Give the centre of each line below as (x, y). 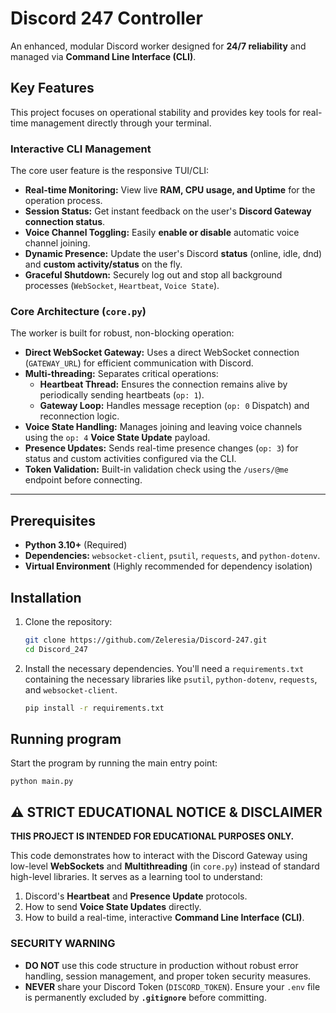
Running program (66, 738)
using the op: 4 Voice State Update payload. (117, 438)
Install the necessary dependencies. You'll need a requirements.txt (164, 668)
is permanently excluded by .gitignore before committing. (145, 997)
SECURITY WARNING (63, 944)
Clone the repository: (68, 621)
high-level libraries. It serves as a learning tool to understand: (136, 877)
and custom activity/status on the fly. (103, 264)
